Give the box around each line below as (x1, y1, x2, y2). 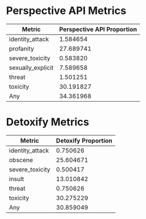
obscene (9, 156, 33, 164)
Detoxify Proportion (56, 136, 113, 144)
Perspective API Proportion (59, 25, 137, 33)
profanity (9, 44, 34, 53)
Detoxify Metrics (6, 116, 90, 129)
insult (9, 175, 25, 183)
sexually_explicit (9, 63, 54, 71)
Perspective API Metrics (6, 4, 127, 18)
